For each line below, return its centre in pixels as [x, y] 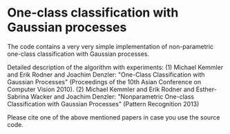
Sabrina [18, 96]
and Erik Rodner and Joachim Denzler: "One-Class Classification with [106, 75]
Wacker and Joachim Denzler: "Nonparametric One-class [113, 96]
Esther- [207, 89]
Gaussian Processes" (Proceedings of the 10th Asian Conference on [104, 82]
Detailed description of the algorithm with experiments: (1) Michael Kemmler [115, 67]
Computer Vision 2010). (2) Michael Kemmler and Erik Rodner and [101, 89]
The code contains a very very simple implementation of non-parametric [111, 46]
